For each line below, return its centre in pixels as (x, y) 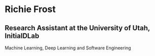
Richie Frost (30, 9)
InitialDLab (22, 36)
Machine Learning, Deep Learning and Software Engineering (68, 48)
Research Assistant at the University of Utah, (77, 28)
